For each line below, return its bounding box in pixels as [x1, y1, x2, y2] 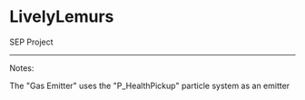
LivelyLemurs [9, 6, 114, 27]
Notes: [9, 62, 34, 74]
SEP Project [9, 36, 54, 47]
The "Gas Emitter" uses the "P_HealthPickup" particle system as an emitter [9, 80, 290, 91]
